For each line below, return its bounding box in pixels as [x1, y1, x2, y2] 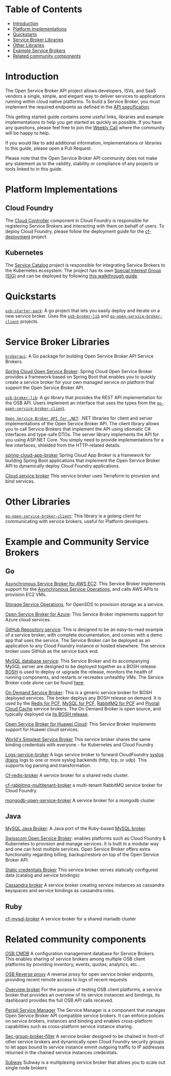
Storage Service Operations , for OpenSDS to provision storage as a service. [5, 601, 164, 607]
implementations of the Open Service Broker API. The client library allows [5, 420, 159, 426]
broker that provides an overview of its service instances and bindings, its [5, 992, 160, 998]
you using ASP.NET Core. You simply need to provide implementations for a [5, 436, 164, 443]
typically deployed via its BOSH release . [5, 711, 89, 717]
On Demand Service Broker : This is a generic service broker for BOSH [5, 689, 152, 696]
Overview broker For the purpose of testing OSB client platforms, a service [5, 986, 162, 992]
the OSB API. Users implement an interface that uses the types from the [5, 400, 156, 406]
